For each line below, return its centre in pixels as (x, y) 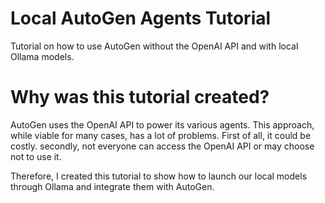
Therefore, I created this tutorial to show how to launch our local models (159, 176)
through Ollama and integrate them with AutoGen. (112, 186)
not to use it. (36, 156)
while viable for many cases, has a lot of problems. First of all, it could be (161, 135)
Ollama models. (42, 56)
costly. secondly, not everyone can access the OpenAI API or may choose (162, 146)
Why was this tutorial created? (140, 97)
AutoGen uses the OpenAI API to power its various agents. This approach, (162, 124)
